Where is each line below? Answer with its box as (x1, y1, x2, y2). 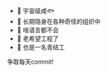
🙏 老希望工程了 (16, 34, 59, 43)
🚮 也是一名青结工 (16, 43, 65, 51)
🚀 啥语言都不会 (16, 26, 59, 34)
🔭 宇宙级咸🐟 (16, 7, 55, 14)
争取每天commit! (7, 58, 54, 66)
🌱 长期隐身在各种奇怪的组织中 (16, 17, 101, 25)
